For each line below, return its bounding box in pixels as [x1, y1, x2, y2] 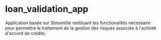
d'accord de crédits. [5, 30, 46, 36]
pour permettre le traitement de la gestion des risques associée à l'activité [5, 25, 157, 31]
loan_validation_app [5, 3, 89, 15]
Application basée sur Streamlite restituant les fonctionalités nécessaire [5, 20, 151, 26]
